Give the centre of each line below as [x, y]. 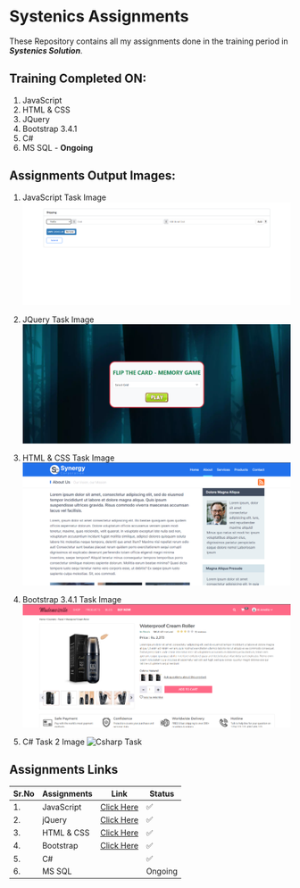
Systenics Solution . [46, 50]
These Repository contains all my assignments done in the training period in [149, 41]
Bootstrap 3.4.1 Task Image [72, 600]
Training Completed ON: [78, 79]
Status [162, 793]
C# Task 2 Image [53, 742]
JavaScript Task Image [64, 197]
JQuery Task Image [58, 320]
